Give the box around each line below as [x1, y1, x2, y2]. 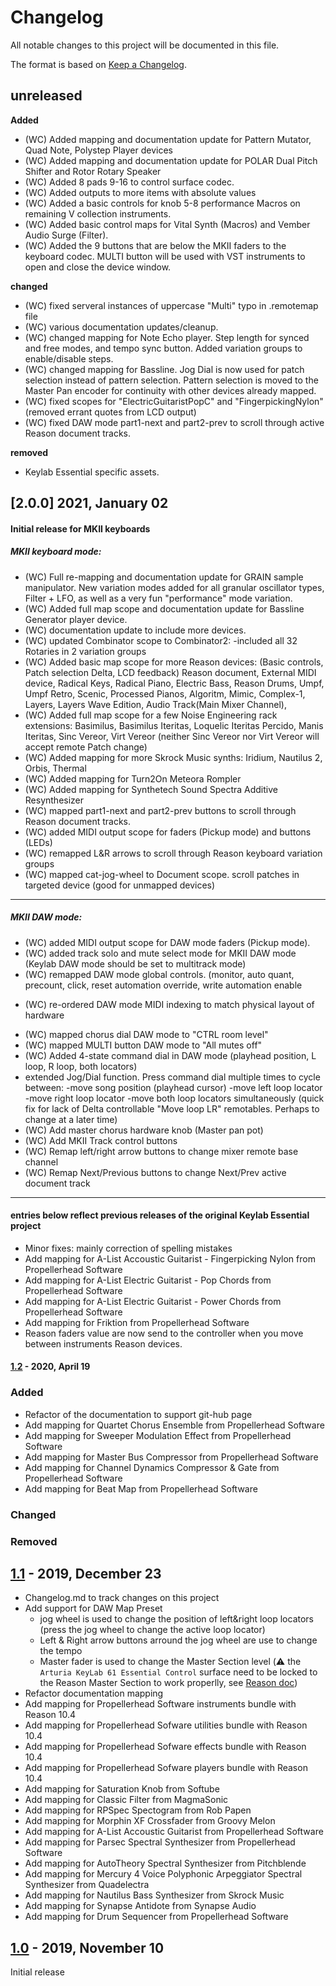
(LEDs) [24, 836, 53, 848]
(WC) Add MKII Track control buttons [24, 1134, 178, 1146]
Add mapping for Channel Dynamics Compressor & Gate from [24, 1461, 280, 1473]
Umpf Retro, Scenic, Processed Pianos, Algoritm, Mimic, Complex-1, [24, 687, 306, 700]
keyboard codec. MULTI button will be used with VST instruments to [24, 250, 306, 262]
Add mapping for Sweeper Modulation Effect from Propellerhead [24, 1429, 292, 1441]
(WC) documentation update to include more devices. [24, 624, 247, 636]
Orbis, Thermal [24, 762, 87, 774]
